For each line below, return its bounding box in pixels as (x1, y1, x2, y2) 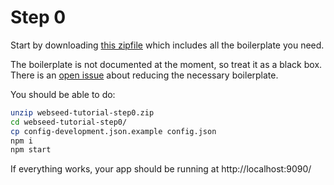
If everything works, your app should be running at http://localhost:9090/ (10, 163, 312, 175)
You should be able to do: (10, 88, 116, 100)
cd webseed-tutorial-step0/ (10, 117, 128, 127)
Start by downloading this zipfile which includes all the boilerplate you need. (10, 39, 325, 51)
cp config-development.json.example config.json (10, 126, 217, 136)
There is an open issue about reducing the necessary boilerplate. (10, 69, 279, 81)
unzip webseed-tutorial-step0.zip (10, 107, 155, 118)
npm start (10, 145, 52, 155)
